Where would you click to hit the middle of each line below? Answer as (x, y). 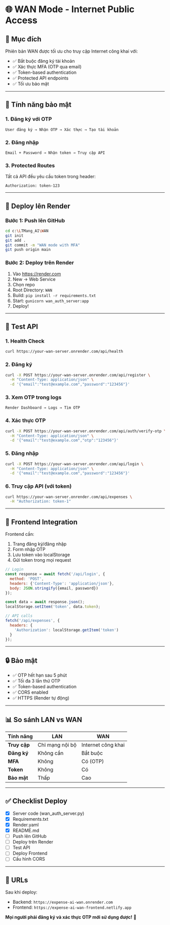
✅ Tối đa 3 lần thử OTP (36, 681)
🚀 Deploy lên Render (38, 206)
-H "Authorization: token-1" (40, 501)
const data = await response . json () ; (45, 602)
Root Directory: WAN (32, 290)
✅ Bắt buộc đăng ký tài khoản (44, 61)
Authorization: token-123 (32, 186)
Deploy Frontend (30, 853)
